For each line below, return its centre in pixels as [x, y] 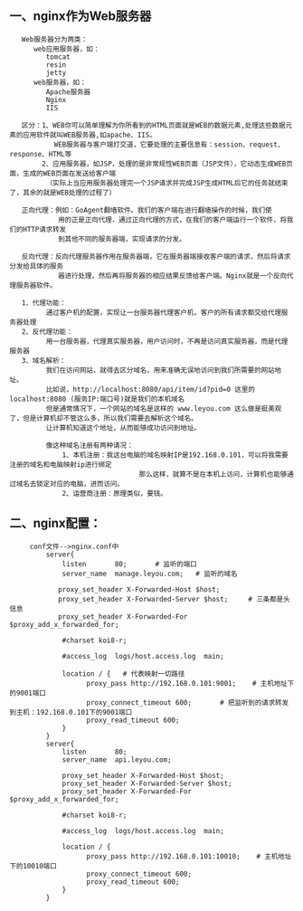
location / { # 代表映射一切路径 [123, 674]
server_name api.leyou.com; [117, 759]
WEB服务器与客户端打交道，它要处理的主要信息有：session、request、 [169, 144]
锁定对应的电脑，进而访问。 [80, 484]
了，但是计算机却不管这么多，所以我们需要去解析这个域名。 [104, 418]
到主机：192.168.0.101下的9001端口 [71, 712]
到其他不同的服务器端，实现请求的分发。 [122, 239]
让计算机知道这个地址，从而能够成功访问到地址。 [123, 428]
